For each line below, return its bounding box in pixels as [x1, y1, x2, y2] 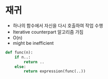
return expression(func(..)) [24, 69, 86, 74]
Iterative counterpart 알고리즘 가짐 [12, 29, 83, 35]
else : [14, 64, 27, 69]
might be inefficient [12, 40, 54, 46]
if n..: [14, 55, 31, 60]
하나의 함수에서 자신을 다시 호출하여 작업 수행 [12, 22, 103, 29]
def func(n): [5, 49, 33, 55]
